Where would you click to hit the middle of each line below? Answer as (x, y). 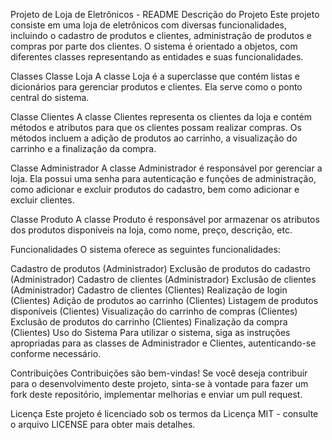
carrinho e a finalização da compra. (83, 148)
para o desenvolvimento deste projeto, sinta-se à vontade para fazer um (159, 383)
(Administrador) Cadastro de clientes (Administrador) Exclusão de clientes (163, 279)
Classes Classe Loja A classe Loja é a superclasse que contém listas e (155, 76)
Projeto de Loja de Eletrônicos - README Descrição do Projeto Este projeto (165, 14)
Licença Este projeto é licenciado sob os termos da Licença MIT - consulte (164, 413)
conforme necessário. (56, 353)
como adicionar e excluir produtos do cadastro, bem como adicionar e (155, 189)
